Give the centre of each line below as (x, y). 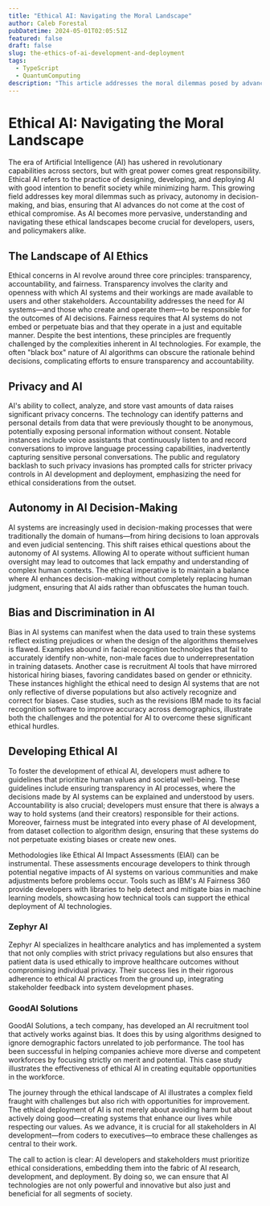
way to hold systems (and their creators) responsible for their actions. (124, 813)
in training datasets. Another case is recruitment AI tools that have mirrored (133, 666)
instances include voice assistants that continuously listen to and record (128, 440)
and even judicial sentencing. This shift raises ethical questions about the (130, 544)
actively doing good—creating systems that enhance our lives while (121, 1118)
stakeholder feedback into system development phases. (101, 987)
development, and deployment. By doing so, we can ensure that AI (119, 1177)
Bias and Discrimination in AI (82, 613)
